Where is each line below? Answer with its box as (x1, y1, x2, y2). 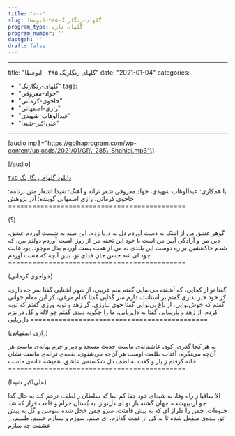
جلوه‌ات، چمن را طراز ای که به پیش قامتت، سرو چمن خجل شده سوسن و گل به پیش (8, 406, 227, 414)
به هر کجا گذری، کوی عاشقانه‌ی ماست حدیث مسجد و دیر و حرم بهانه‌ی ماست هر (8, 343, 217, 350)
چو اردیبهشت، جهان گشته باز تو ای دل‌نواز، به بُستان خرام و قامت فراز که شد (8, 399, 206, 407)
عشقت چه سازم (8, 421, 51, 429)
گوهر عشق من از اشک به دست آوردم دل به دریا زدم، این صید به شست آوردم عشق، (8, 229, 225, 237)
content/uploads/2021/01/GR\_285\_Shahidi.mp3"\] (8, 146, 155, 154)
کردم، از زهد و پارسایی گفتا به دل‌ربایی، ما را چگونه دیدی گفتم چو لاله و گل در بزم (8, 308, 218, 316)
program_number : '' (8, 29, 65, 37)
